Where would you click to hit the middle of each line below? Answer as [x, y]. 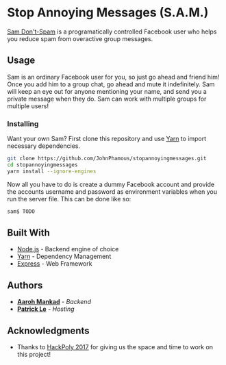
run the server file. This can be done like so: [69, 199]
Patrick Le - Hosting [46, 309]
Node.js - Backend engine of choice [68, 249]
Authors [25, 285]
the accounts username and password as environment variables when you [112, 191]
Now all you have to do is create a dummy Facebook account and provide [111, 184]
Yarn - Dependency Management [64, 256]
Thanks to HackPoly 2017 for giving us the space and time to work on [115, 347]
